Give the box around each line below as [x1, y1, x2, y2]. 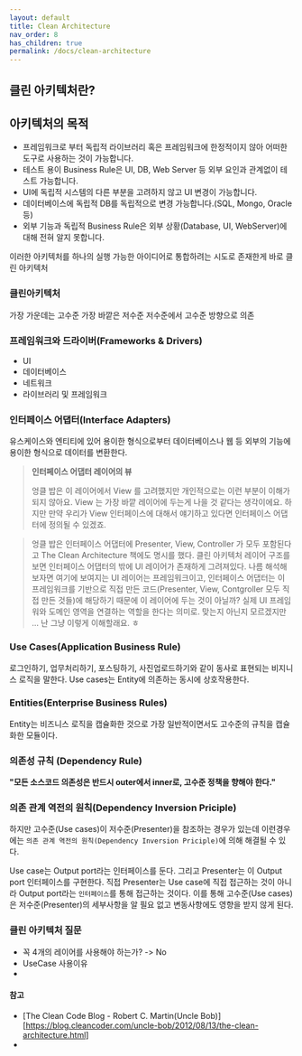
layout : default [9, 13, 70, 23]
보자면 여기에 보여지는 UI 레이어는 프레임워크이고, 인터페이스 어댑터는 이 [31, 573, 286, 584]
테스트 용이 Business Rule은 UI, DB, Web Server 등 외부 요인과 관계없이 [22, 164, 279, 175]
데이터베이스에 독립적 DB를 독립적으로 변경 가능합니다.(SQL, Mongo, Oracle [22, 198, 293, 209]
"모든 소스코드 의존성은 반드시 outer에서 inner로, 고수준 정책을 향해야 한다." [9, 777, 277, 788]
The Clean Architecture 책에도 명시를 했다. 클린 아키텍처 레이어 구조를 [41, 550, 291, 561]
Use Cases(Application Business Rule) [9, 640, 181, 653]
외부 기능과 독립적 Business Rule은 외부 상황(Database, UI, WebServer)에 [22, 220, 288, 231]
